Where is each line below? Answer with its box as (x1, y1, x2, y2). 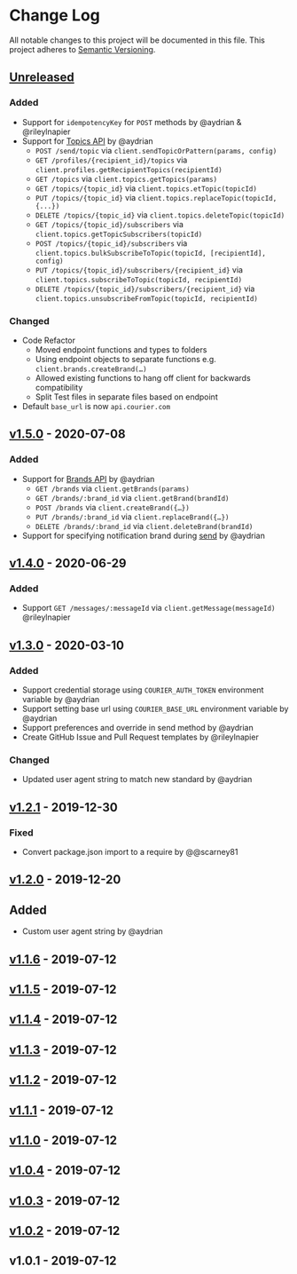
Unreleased (9, 70, 75, 85)
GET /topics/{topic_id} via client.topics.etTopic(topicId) (35, 183, 257, 194)
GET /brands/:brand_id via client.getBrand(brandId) (35, 492, 230, 502)
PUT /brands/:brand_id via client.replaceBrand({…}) (35, 511, 230, 522)
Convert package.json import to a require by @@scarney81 (21, 846, 238, 857)
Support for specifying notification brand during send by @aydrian (21, 530, 266, 541)
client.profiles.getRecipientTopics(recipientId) (35, 165, 223, 174)
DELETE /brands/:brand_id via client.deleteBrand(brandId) (35, 520, 254, 531)
